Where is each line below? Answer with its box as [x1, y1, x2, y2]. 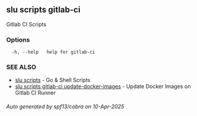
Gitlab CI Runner [14, 89, 56, 96]
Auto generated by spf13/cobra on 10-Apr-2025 [6, 103, 124, 110]
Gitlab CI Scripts [6, 20, 47, 28]
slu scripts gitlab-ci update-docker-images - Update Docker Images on [14, 83, 191, 90]
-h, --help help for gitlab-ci [11, 49, 95, 56]
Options [6, 35, 30, 44]
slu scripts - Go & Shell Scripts [14, 77, 91, 84]
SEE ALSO [6, 63, 37, 71]
